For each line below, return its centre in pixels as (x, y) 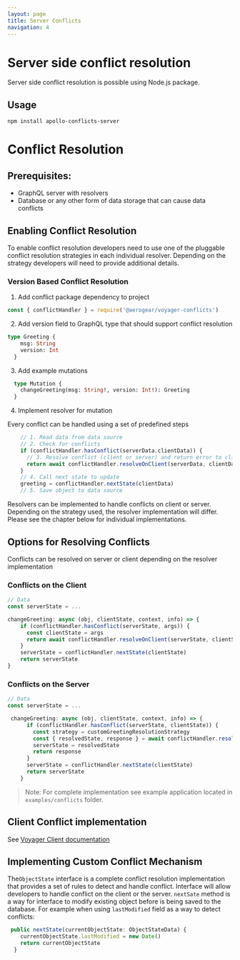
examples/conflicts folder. (64, 799)
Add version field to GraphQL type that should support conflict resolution (125, 324)
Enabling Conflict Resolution (72, 230)
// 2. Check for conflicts (60, 444)
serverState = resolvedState (76, 745)
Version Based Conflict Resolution (68, 281)
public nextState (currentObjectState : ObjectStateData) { (99, 930)
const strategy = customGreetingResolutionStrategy (112, 732)
